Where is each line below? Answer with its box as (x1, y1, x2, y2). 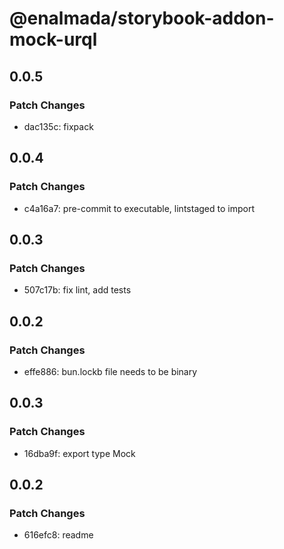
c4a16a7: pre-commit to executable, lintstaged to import (23, 202, 255, 214)
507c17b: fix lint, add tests (23, 284, 132, 296)
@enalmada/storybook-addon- (9, 7, 275, 30)
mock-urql (9, 28, 98, 51)
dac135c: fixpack (23, 120, 94, 132)
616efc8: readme (23, 529, 94, 541)
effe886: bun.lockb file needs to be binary (23, 365, 198, 377)
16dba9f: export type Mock (23, 447, 136, 459)
